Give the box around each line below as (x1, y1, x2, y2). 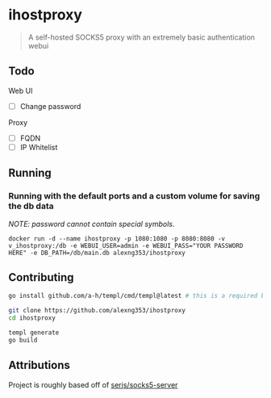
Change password (19, 101, 81, 111)
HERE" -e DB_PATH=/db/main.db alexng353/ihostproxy (8, 249, 186, 257)
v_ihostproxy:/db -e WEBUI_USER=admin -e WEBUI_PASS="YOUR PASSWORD (8, 241, 244, 249)
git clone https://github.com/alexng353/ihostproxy (8, 307, 186, 315)
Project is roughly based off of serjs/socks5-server (8, 379, 178, 389)
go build (8, 336, 38, 344)
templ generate (8, 329, 60, 337)
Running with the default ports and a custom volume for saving (8, 191, 261, 202)
